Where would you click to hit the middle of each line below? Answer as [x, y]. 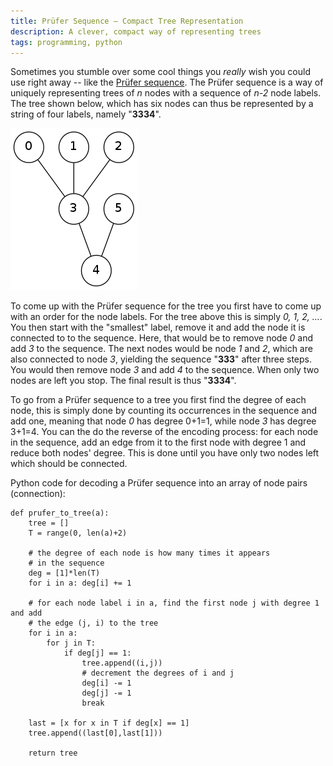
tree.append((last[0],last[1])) [95, 733]
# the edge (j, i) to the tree [93, 623]
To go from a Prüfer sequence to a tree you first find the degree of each [158, 400]
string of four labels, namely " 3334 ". [86, 114]
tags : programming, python [66, 42]
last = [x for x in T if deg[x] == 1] [109, 723]
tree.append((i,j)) [122, 663]
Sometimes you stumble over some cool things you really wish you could [160, 72]
